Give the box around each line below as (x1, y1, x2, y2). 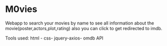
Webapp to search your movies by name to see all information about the (5, 20, 154, 26)
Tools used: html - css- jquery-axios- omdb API (5, 35, 104, 41)
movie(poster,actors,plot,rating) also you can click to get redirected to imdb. (5, 25, 162, 31)
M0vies (5, 3, 38, 15)
